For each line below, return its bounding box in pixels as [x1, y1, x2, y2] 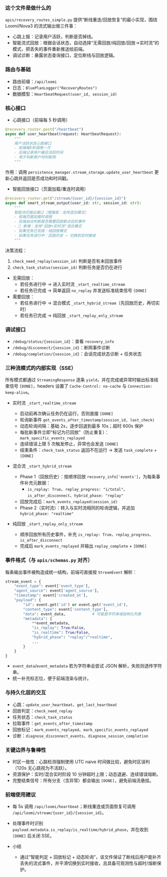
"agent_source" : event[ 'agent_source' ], [14, 588, 99, 593]
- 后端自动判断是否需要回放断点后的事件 [14, 219, 86, 224]
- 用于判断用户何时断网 [14, 155, 56, 160]
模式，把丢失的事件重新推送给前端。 [12, 46, 87, 52]
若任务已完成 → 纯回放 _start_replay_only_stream [19, 312, 123, 318]
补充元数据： [24, 480, 51, 486]
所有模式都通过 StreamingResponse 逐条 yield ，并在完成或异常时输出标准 [5, 377, 155, 383]
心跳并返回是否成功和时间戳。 [9, 175, 71, 181]
